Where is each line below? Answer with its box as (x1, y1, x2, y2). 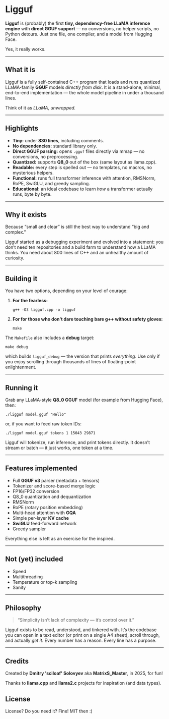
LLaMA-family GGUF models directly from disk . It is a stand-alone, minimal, (5, 84, 161, 90)
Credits (5, 657, 29, 666)
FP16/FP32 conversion (12, 488, 59, 494)
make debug (5, 345, 28, 350)
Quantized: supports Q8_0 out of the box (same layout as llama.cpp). (12, 159, 157, 165)
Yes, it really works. (5, 46, 46, 52)
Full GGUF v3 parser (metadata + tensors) (12, 477, 100, 483)
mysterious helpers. (12, 170, 54, 176)
